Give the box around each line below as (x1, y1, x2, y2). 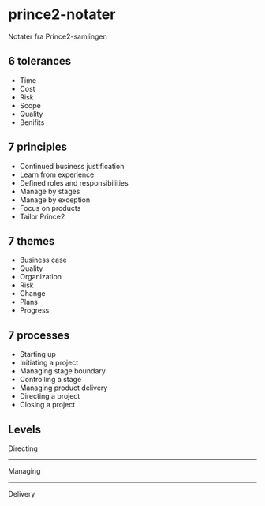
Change (19, 289, 46, 298)
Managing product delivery (19, 383, 108, 392)
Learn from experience (19, 170, 95, 179)
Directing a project (19, 392, 80, 401)
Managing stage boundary (19, 366, 106, 376)
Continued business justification (19, 161, 125, 171)
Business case (19, 255, 67, 265)
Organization (19, 272, 62, 282)
